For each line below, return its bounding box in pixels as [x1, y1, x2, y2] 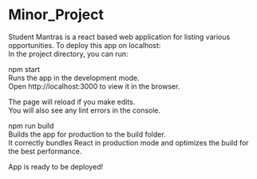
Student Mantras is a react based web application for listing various [8, 32, 231, 42]
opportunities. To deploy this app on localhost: [8, 40, 161, 50]
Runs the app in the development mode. [8, 73, 140, 82]
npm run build [8, 121, 54, 130]
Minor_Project [8, 6, 104, 24]
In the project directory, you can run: [8, 49, 128, 58]
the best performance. [8, 146, 82, 156]
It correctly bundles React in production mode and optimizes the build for [8, 137, 249, 147]
